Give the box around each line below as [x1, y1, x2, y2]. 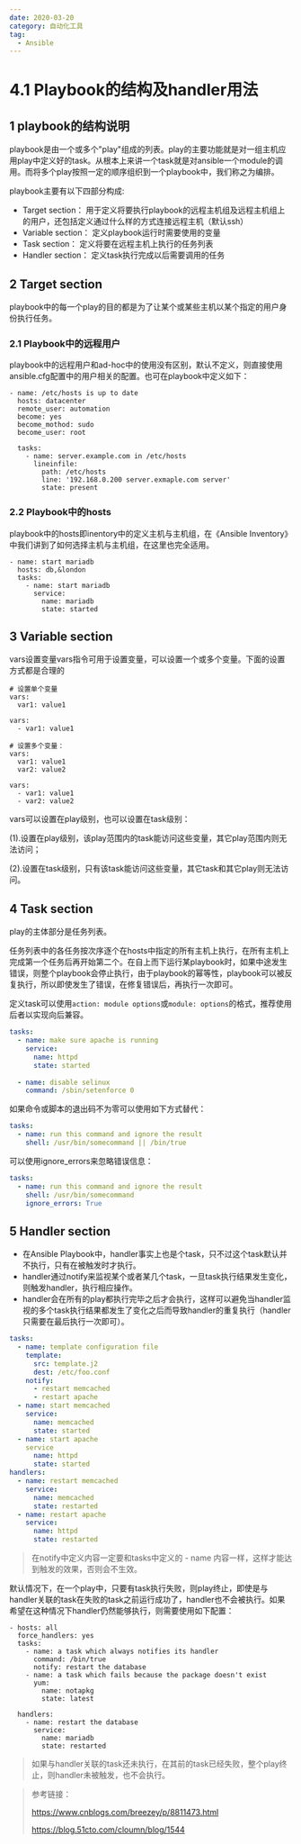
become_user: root [17, 429, 87, 438]
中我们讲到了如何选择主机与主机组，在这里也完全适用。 [9, 539, 214, 550]
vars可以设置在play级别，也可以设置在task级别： [9, 814, 190, 825]
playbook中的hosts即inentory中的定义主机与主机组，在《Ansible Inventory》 [9, 528, 293, 538]
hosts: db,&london [17, 565, 87, 574]
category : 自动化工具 [9, 22, 84, 31]
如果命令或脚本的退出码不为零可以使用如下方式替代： [9, 1104, 207, 1115]
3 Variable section [9, 629, 114, 645]
